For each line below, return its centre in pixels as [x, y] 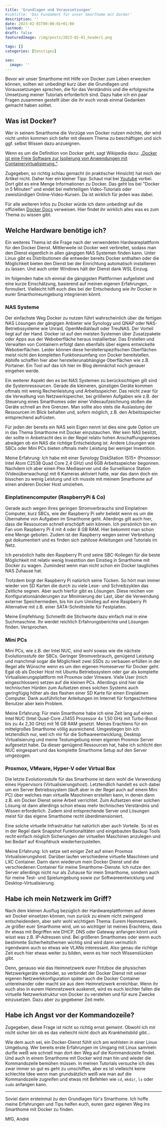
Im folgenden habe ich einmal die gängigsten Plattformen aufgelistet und [80, 278]
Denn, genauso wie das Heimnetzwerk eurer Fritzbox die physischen [76, 968]
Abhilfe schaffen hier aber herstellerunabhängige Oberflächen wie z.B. [78, 360]
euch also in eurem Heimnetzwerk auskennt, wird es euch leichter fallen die [83, 989]
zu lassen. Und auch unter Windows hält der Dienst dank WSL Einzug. [77, 269]
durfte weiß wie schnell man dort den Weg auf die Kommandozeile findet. [80, 1052]
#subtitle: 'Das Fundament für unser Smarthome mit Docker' [69, 14]
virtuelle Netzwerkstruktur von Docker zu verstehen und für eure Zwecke [80, 994]
